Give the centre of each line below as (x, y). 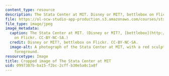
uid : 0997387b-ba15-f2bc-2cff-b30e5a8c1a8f (52, 65)
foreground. (27, 51)
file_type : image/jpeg (29, 24)
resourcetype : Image (27, 56)
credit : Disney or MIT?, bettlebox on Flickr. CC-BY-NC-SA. (74, 42)
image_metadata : (22, 28)
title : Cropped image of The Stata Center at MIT (58, 61)
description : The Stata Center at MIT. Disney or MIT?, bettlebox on (80, 14)
